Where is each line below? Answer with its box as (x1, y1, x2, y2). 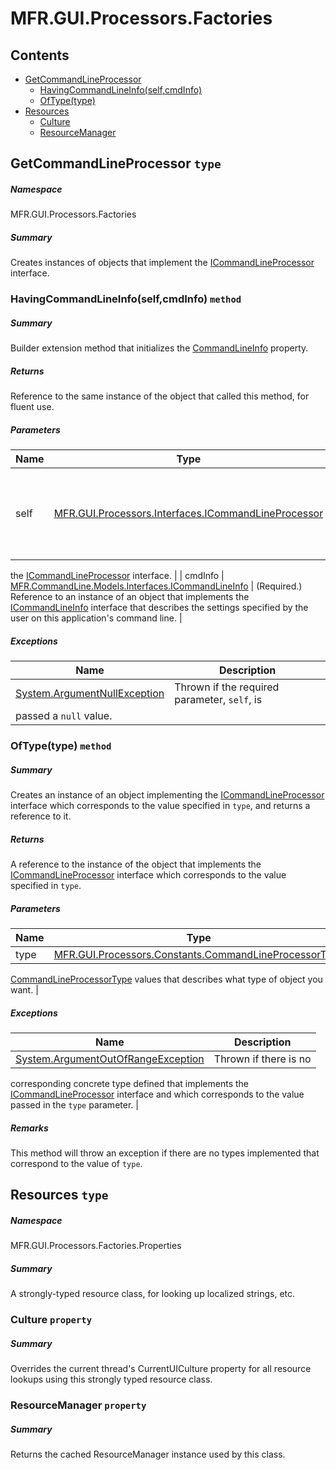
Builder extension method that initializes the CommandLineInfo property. (10, 342, 309, 354)
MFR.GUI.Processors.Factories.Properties (10, 1240, 182, 1252)
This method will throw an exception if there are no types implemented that (10, 1147, 320, 1159)
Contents (10, 47, 70, 64)
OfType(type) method (10, 739, 112, 753)
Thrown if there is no (213, 1052, 312, 1066)
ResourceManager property (10, 1398, 147, 1412)
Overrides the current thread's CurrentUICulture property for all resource (10, 1363, 312, 1375)
